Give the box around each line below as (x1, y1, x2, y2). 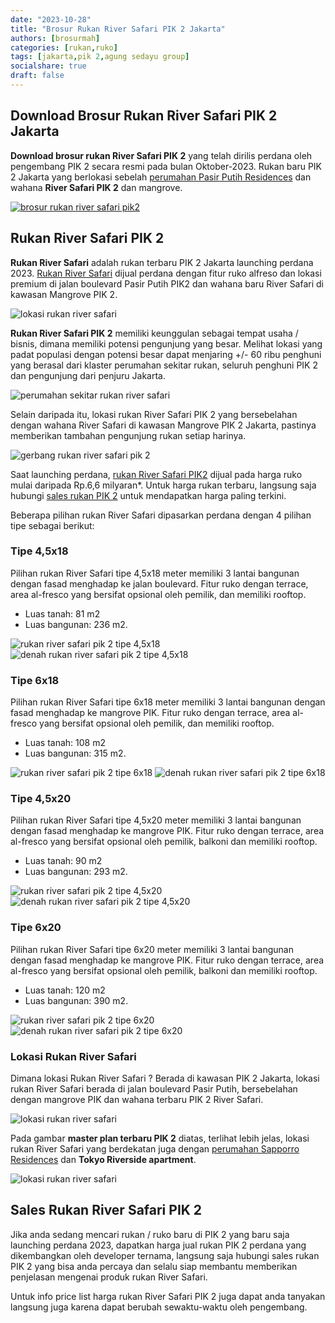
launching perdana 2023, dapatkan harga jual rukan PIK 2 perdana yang (10, 1239, 307, 1251)
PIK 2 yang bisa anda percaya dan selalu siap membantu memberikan (10, 1260, 298, 1272)
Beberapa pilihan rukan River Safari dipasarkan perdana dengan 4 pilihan (10, 509, 312, 521)
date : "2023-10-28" (10, 14, 92, 25)
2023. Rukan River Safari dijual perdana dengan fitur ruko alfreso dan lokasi (10, 267, 322, 279)
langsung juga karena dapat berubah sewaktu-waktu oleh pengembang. (10, 1301, 308, 1313)
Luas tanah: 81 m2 (24, 607, 101, 620)
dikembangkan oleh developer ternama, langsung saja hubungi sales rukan (10, 1249, 320, 1261)
